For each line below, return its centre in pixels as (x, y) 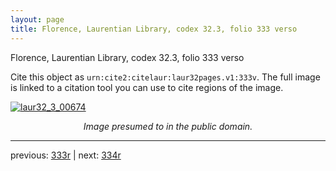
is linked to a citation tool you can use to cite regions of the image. (147, 87)
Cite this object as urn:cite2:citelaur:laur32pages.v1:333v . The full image (165, 77)
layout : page (37, 19)
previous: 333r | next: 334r (66, 155)
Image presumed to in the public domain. (168, 126)
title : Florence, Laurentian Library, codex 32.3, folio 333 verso (154, 29)
